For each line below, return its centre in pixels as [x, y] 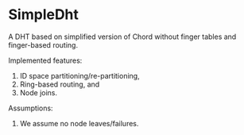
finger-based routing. [43, 44]
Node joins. [39, 92]
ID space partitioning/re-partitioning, [80, 75]
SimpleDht [44, 15]
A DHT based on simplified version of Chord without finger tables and [122, 37]
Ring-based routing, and [60, 84]
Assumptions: [31, 108]
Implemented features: [45, 60]
